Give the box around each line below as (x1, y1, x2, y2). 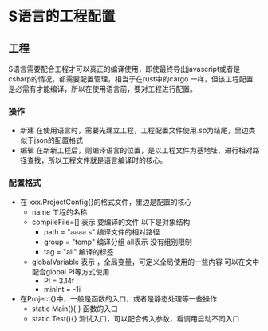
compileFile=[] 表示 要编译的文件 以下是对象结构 (31, 217, 191, 227)
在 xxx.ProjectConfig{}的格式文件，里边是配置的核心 (19, 197, 192, 207)
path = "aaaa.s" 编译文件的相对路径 (43, 227, 160, 236)
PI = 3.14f (43, 276, 75, 286)
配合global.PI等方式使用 (31, 266, 110, 276)
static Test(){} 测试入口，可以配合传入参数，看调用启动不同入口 (31, 313, 240, 323)
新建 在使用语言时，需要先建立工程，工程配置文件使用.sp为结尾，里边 (19, 125, 249, 136)
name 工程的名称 (31, 207, 88, 216)
